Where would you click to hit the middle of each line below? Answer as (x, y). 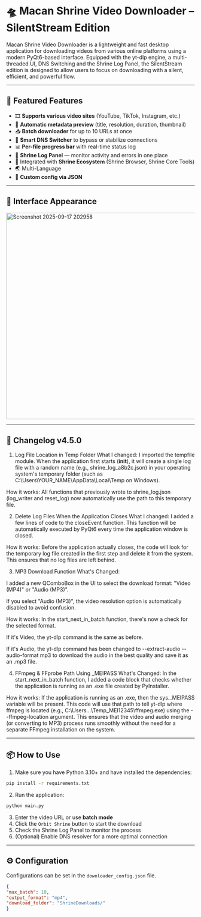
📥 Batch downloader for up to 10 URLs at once (74, 131)
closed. (24, 536)
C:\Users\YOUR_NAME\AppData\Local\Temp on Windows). (87, 480)
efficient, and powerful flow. (41, 76)
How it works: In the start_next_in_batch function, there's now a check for (97, 619)
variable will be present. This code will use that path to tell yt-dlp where (94, 704)
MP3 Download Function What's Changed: (67, 572)
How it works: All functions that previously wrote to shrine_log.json (89, 492)
